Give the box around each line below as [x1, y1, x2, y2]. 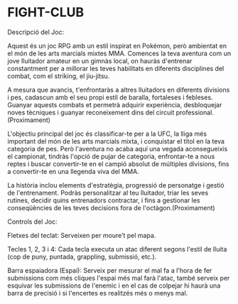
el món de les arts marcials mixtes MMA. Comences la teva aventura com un [7, 49, 232, 58]
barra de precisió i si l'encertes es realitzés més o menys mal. [7, 288, 188, 297]
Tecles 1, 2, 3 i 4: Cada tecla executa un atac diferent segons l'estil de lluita [7, 244, 227, 253]
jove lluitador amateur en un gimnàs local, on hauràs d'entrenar [7, 56, 193, 65]
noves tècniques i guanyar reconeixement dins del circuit [7, 108, 175, 116]
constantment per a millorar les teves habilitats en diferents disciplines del [7, 64, 225, 72]
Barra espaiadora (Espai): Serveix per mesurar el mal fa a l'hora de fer [7, 266, 212, 274]
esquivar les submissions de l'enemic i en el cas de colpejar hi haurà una [7, 281, 221, 290]
